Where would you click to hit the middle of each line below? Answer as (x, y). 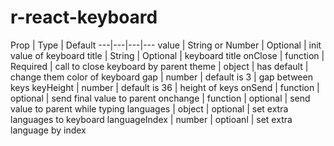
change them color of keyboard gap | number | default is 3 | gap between (161, 77)
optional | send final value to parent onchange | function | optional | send (160, 98)
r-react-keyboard (84, 17)
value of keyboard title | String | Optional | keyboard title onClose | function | (167, 55)
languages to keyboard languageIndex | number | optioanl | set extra (151, 119)
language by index (48, 130)
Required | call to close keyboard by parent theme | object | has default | (159, 66)
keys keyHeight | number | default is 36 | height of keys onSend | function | (165, 87)
